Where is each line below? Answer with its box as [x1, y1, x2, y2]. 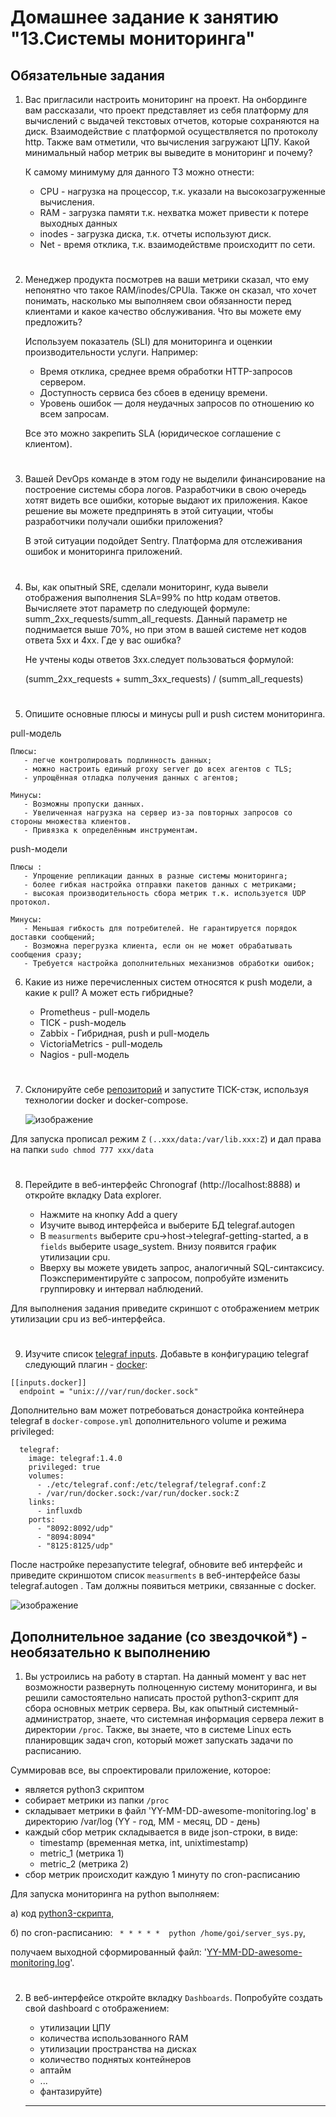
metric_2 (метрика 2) [39, 1858, 129, 1870]
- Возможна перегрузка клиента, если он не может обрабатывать [23, 941, 293, 951]
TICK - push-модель [39, 1016, 127, 1028]
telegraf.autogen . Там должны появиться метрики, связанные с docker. [10, 1580, 317, 1592]
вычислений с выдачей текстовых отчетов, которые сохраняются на [24, 115, 320, 126]
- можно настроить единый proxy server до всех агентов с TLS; [23, 764, 293, 774]
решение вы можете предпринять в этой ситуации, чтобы [24, 505, 274, 517]
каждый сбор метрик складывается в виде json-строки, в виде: [24, 1826, 298, 1838]
